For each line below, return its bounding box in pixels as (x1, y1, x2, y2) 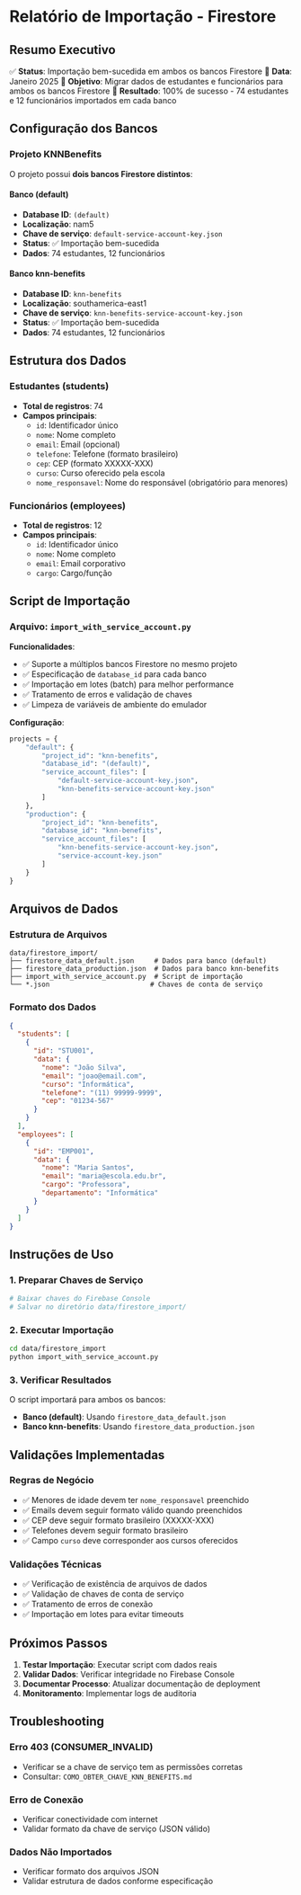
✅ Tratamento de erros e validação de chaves (22, 689, 193, 699)
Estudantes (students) (9, 380, 110, 393)
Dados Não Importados (9, 1846, 112, 1858)
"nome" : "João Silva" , (41, 1063, 127, 1072)
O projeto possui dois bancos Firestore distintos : (9, 168, 193, 179)
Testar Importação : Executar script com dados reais (22, 1659, 217, 1669)
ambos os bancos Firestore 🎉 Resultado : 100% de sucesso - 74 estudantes (9, 85, 289, 96)
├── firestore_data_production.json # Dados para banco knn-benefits (9, 965, 279, 974)
